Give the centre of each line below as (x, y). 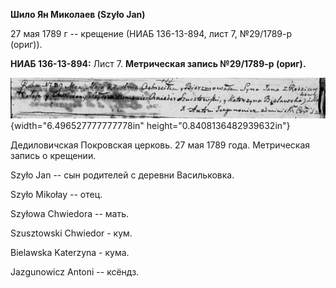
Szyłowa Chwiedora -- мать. (70, 213)
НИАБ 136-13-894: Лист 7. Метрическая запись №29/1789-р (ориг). (158, 63)
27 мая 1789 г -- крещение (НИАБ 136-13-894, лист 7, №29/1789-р (151, 33)
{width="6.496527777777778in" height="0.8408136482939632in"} (150, 125)
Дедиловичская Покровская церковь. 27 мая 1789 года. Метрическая (160, 145)
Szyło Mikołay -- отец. (56, 194)
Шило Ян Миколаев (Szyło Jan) (78, 14)
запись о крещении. (53, 155)
